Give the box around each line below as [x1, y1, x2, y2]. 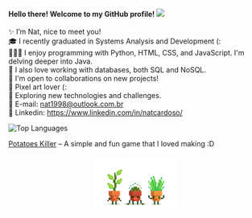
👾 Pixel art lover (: [8, 82, 67, 92]
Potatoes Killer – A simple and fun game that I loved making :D [8, 139, 215, 149]
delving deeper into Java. [8, 56, 93, 66]
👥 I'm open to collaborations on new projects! [8, 74, 159, 84]
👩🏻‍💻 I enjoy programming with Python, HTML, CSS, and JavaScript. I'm [8, 48, 245, 58]
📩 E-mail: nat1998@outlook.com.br [8, 99, 124, 109]
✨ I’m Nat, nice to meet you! [8, 27, 101, 37]
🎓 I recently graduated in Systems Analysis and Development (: [8, 36, 221, 46]
